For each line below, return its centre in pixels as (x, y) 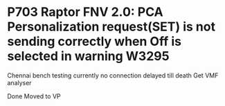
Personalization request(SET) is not (111, 27)
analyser (20, 82)
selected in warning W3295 (88, 56)
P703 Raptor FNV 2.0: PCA (85, 12)
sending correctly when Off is (94, 42)
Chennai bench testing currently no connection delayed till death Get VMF (113, 75)
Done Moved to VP (34, 96)
